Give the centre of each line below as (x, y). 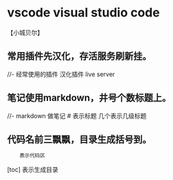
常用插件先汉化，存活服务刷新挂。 (79, 56)
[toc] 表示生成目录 (33, 170)
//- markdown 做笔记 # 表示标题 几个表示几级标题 (77, 115)
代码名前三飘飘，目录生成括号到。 (79, 139)
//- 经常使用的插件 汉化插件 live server (61, 74)
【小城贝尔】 (25, 32)
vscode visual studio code (83, 13)
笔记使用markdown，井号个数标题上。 (89, 98)
